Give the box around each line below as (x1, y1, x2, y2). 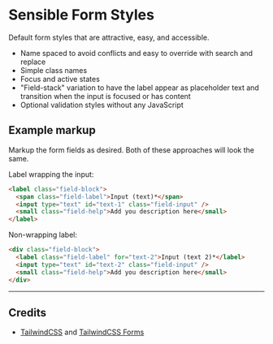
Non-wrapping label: (8, 230, 77, 240)
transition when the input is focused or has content (19, 91, 191, 101)
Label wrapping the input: (8, 169, 94, 179)
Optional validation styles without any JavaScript (19, 100, 184, 110)
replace (19, 57, 46, 67)
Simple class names (19, 65, 88, 75)
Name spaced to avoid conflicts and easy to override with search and (19, 48, 253, 58)
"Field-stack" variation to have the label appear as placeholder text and (19, 83, 260, 92)
